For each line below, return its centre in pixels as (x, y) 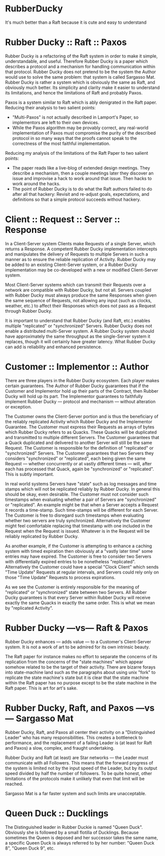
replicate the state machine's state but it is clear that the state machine (77, 677)
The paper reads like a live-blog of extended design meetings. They (81, 168)
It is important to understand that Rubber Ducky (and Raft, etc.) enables (78, 320)
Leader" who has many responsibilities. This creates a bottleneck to (74, 737)
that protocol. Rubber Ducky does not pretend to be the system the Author (81, 72)
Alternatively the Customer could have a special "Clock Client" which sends (82, 567)
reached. (14, 784)
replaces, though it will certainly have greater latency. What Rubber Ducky (80, 341)
